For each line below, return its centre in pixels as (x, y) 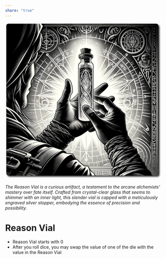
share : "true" (20, 10)
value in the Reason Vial (37, 252)
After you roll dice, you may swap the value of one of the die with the (83, 247)
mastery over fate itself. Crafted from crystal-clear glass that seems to (78, 192)
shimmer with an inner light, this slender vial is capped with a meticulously (82, 197)
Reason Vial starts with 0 (38, 242)
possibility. (16, 208)
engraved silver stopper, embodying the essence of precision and (73, 202)
